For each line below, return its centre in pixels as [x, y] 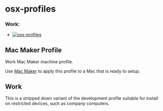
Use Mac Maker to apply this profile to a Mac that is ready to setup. [73, 71]
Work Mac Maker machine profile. [39, 62]
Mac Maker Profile [33, 50]
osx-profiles [31, 9]
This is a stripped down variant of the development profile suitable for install [82, 98]
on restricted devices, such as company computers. [57, 104]
